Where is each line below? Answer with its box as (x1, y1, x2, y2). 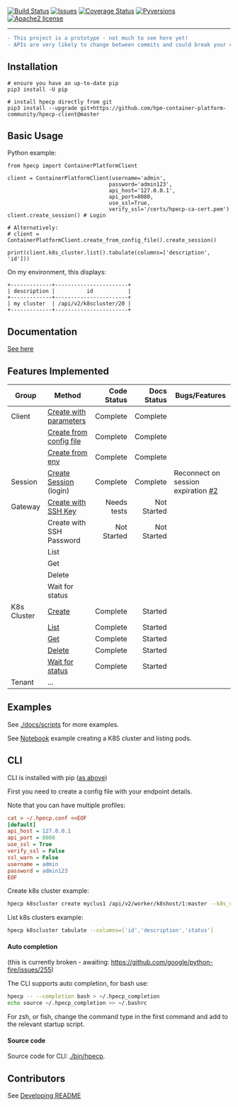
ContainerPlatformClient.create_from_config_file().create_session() (7, 237, 217, 244)
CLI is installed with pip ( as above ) (7, 773, 108, 781)
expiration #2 (174, 486, 218, 496)
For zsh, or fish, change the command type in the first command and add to (7, 1013, 228, 1021)
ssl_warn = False (7, 854, 59, 861)
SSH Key (47, 506, 76, 516)
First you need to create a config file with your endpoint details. (7, 787, 193, 796)
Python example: (7, 149, 57, 157)
